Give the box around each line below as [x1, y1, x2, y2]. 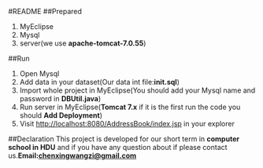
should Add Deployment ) [19, 111, 103, 120]
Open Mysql [19, 69, 60, 78]
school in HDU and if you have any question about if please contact [8, 143, 228, 152]
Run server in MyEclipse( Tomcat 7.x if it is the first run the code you [19, 102, 241, 111]
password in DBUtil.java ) [19, 94, 102, 103]
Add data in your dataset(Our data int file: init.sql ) [19, 78, 180, 86]
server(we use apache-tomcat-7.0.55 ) [19, 38, 146, 48]
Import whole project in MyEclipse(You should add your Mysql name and [19, 86, 256, 95]
